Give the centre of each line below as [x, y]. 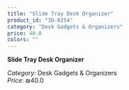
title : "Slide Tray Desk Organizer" [60, 14]
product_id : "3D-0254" [40, 20]
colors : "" [23, 40]
